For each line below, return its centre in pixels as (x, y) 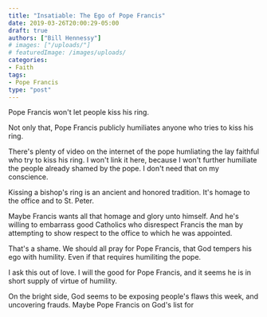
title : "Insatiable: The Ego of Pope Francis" (87, 16)
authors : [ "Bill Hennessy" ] (55, 38)
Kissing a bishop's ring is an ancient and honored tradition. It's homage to (129, 193)
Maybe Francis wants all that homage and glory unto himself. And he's (124, 217)
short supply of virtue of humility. (63, 281)
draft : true (28, 30)
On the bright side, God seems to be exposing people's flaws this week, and (133, 296)
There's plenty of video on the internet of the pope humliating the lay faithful (134, 151)
